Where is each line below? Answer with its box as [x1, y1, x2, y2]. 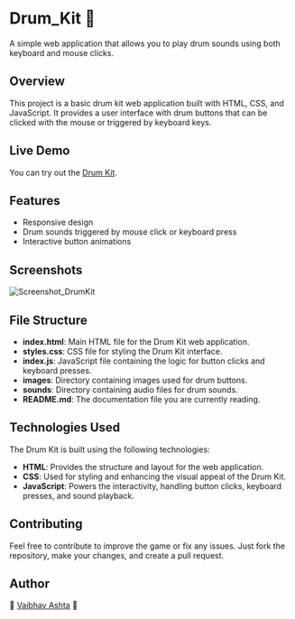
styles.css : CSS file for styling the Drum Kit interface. [22, 346, 223, 356]
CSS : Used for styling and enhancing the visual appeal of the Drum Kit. [22, 471, 287, 482]
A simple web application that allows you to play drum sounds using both [9, 38, 281, 49]
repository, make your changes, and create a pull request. [9, 550, 225, 560]
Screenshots [9, 262, 83, 278]
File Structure [9, 312, 88, 328]
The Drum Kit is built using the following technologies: [9, 444, 210, 455]
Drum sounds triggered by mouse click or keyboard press [22, 226, 237, 237]
